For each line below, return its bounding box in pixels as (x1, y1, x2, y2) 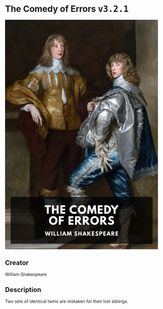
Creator (5, 259, 29, 267)
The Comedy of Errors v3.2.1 (5, 3, 129, 15)
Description (5, 285, 41, 294)
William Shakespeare (5, 272, 47, 277)
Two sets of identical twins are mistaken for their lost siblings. (5, 298, 129, 304)
